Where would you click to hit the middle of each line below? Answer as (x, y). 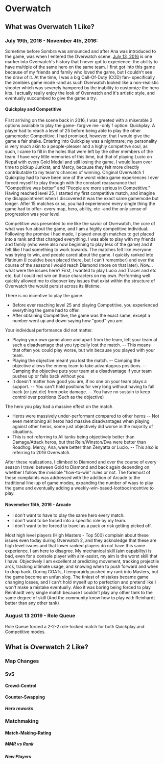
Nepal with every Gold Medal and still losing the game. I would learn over (79, 162)
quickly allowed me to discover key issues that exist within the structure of (80, 281)
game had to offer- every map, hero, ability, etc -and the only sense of (76, 209)
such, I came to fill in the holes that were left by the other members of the (79, 152)
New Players (18, 756)
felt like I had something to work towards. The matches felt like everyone (78, 250)
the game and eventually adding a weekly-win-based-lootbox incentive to (80, 488)
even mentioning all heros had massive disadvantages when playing (81, 421)
